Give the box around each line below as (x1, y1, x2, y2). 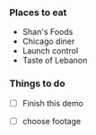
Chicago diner (22, 36, 75, 46)
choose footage (22, 115, 82, 126)
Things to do (9, 78, 65, 90)
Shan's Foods (22, 27, 74, 38)
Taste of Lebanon (22, 55, 88, 66)
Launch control (22, 46, 79, 56)
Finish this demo (22, 97, 83, 108)
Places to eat (9, 6, 67, 19)
